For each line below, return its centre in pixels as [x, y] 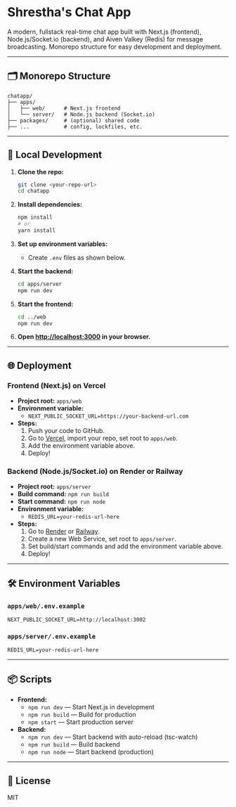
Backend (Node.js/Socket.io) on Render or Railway [96, 472]
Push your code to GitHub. [66, 431]
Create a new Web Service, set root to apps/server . [102, 539]
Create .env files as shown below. [77, 257]
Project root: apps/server [54, 486]
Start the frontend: [45, 304]
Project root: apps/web [50, 401]
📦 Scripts [30, 679]
